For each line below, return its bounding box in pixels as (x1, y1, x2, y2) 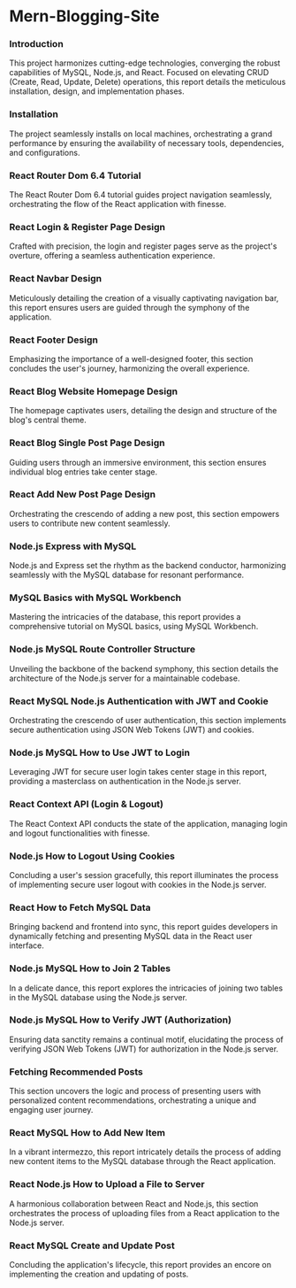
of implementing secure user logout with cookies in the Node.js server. (9, 879, 267, 890)
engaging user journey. (9, 1105, 94, 1115)
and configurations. (9, 147, 80, 158)
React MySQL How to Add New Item (9, 1127, 166, 1139)
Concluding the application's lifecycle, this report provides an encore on (9, 1260, 272, 1270)
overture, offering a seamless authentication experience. (9, 251, 216, 261)
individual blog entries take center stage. (9, 467, 158, 477)
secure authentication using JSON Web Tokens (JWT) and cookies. (9, 724, 254, 736)
